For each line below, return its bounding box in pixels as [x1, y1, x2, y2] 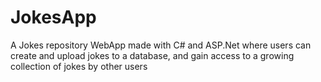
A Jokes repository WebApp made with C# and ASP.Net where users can [10, 39, 312, 51]
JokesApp [10, 6, 97, 29]
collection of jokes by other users [10, 60, 148, 72]
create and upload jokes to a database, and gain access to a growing [10, 49, 295, 61]
